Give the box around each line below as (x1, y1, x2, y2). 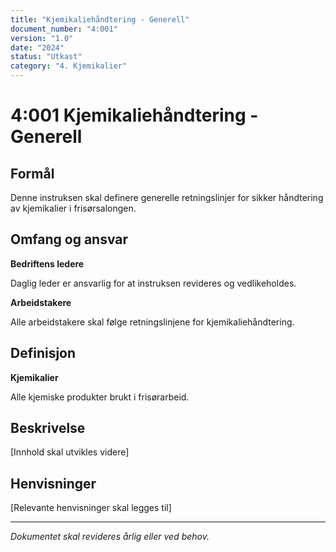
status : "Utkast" (10, 52, 83, 62)
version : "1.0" (10, 33, 74, 43)
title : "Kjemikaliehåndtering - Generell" (10, 14, 190, 25)
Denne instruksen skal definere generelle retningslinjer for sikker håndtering (10, 192, 324, 203)
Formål (10, 165, 55, 182)
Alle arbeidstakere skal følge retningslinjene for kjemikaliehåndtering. (10, 316, 295, 328)
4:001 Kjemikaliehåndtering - (10, 104, 259, 127)
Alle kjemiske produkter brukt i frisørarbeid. (10, 391, 190, 403)
